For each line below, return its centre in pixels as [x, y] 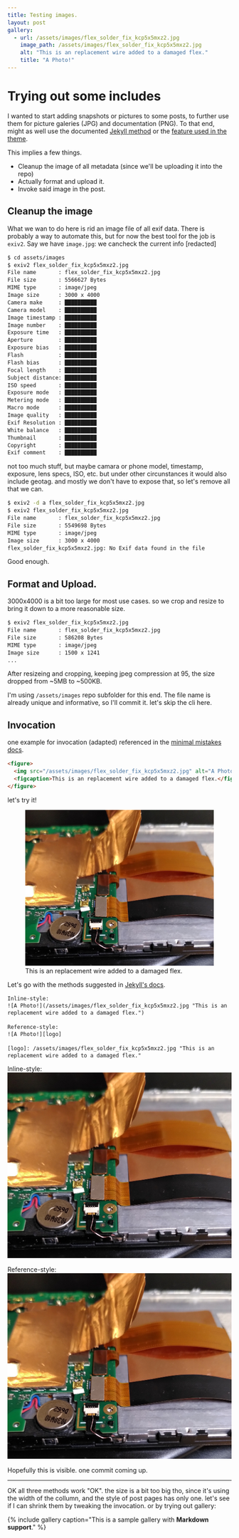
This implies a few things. [44, 152]
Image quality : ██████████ [52, 415]
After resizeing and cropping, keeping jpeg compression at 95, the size [111, 674]
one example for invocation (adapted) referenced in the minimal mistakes [115, 742]
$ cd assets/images [36, 257]
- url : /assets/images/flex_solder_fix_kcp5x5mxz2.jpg [97, 38]
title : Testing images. [43, 15]
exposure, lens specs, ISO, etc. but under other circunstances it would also [117, 474]
